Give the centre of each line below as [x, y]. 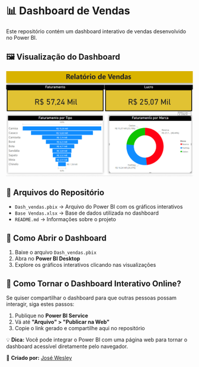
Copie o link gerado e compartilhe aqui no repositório [80, 328]
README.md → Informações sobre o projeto [65, 219]
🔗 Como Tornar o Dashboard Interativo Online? [94, 284]
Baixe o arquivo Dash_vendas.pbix [55, 253]
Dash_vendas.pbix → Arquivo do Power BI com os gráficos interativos [99, 207]
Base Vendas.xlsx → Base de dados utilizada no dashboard [86, 213]
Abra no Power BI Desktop [47, 259]
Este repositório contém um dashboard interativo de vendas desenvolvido [96, 31]
